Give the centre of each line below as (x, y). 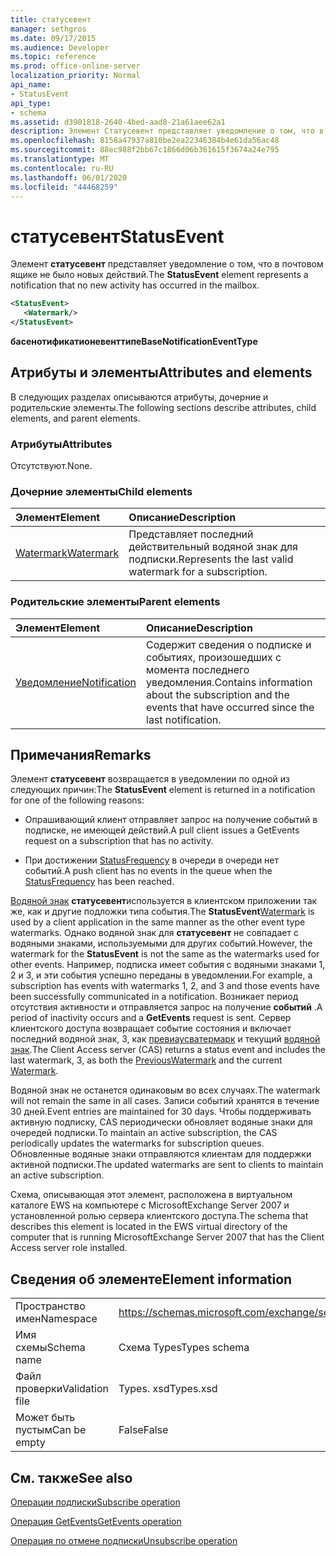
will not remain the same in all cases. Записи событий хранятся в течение (165, 1101)
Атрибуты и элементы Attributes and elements (161, 372)
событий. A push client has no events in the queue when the (148, 871)
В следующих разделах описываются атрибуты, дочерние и (139, 397)
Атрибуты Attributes (61, 444)
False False (143, 1430)
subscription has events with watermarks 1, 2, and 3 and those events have (165, 986)
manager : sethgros (48, 29)
